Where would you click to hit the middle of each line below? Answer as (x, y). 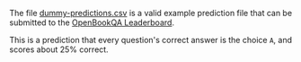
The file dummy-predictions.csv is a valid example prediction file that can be (151, 13)
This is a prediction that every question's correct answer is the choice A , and (150, 40)
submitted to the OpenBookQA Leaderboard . (92, 22)
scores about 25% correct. (59, 49)
